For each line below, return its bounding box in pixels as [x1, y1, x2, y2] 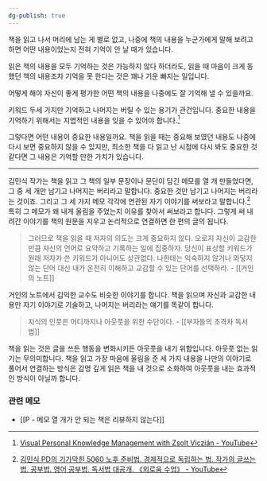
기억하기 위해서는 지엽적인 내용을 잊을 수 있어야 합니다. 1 [8, 114, 180, 125]
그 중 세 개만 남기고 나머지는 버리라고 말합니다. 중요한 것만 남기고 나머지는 [8, 186, 237, 196]
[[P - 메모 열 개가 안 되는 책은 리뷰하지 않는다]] [19, 415, 165, 425]
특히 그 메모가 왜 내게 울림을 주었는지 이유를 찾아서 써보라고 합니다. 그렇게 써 [8, 206, 246, 215]
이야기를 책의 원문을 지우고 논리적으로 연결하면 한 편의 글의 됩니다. [22, 216, 229, 226]
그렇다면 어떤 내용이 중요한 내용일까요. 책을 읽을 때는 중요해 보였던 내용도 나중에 [8, 132, 257, 142]
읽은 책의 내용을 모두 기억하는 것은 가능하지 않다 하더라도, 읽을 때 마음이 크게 [8, 61, 246, 71]
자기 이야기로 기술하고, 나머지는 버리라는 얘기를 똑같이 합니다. [22, 300, 215, 309]
